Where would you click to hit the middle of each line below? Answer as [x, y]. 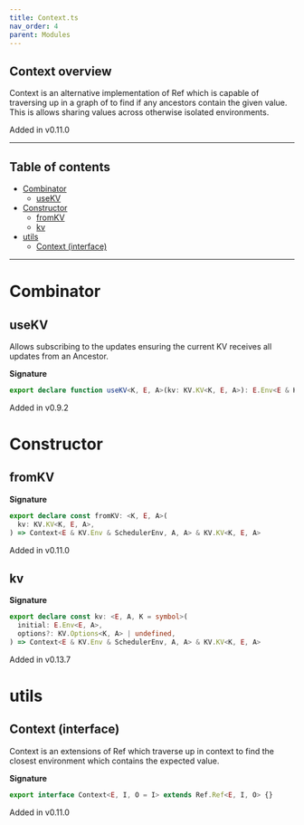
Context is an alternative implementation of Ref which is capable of [134, 93]
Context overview [61, 71]
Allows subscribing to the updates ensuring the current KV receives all [141, 346]
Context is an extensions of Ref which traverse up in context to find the [142, 751]
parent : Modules [40, 34]
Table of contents [60, 167]
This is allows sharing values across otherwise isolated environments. [139, 112]
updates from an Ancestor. [59, 356]
